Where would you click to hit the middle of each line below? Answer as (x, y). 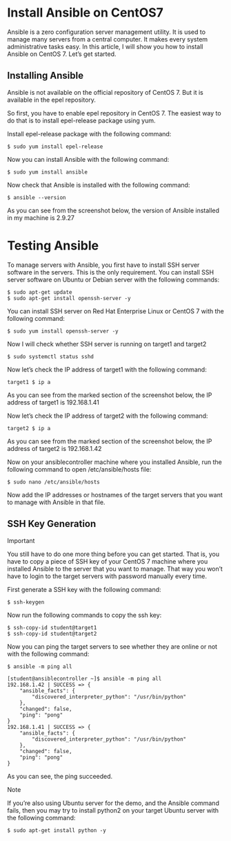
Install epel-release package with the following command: (89, 133)
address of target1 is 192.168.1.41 (53, 402)
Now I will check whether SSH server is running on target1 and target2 (107, 344)
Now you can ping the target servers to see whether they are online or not (112, 646)
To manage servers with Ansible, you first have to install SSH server (103, 265)
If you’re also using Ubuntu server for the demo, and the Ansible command (113, 803)
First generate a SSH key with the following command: (84, 589)
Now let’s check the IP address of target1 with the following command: (107, 369)
